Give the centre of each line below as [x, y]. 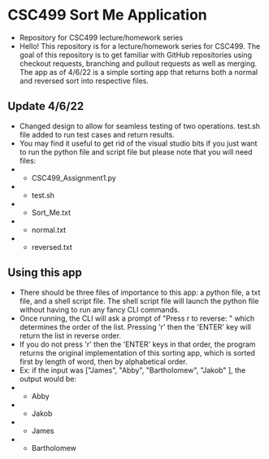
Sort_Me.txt [51, 212]
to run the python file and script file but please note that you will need [136, 151]
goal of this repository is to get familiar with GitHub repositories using [136, 55]
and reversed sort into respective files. [84, 81]
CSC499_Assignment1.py [74, 177]
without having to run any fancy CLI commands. [100, 309]
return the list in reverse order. [70, 335]
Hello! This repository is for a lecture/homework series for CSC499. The [140, 46]
